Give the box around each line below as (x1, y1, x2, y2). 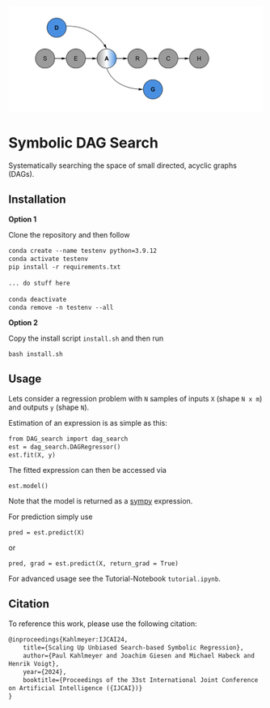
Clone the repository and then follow (8, 230, 130, 239)
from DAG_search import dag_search (8, 435, 129, 443)
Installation (8, 193, 66, 207)
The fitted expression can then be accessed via (8, 465, 167, 474)
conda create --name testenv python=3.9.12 (8, 247, 158, 255)
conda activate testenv (8, 255, 89, 263)
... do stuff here (8, 279, 70, 287)
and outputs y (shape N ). (8, 402, 90, 412)
